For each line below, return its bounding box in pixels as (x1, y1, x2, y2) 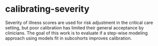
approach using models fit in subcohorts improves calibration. (5, 35, 132, 41)
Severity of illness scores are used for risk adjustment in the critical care (5, 20, 153, 25)
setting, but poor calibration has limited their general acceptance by (5, 24, 144, 30)
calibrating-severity (5, 3, 89, 15)
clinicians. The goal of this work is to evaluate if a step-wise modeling (5, 30, 148, 36)
